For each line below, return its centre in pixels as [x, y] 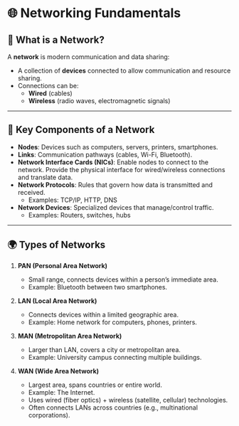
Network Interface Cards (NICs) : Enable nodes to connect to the [113, 162]
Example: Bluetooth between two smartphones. [98, 287]
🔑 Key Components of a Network [81, 130]
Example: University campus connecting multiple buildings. [115, 357]
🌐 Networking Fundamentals [94, 13]
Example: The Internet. [62, 392]
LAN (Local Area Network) [57, 301]
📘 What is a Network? [56, 39]
